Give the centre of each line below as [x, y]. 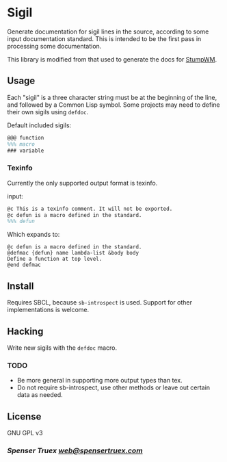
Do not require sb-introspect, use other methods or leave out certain [113, 387]
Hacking [25, 331]
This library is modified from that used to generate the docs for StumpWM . [112, 59]
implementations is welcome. [48, 310]
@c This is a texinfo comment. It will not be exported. [90, 209]
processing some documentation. [54, 46]
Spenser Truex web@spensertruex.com [75, 450]
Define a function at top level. [55, 259]
